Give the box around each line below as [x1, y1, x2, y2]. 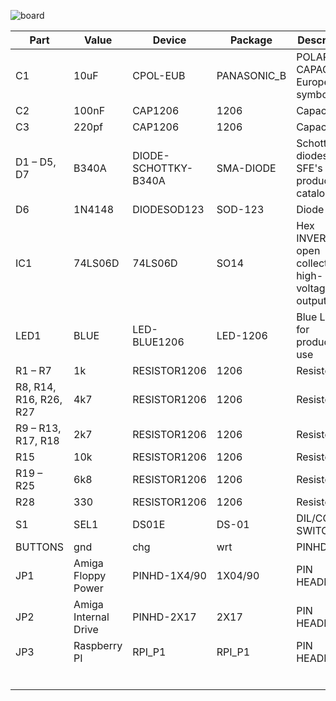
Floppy [73, 569, 107, 582]
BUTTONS [15, 540, 65, 554]
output [296, 294, 327, 307]
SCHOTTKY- [132, 161, 194, 175]
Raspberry [73, 639, 123, 652]
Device [152, 33, 187, 47]
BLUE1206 [132, 335, 185, 349]
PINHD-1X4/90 [132, 569, 207, 582]
